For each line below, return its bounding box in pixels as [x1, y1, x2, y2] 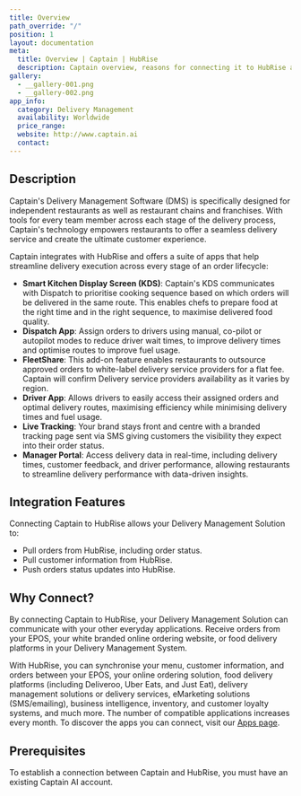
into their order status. [21, 440, 105, 450]
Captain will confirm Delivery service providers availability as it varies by [21, 373, 290, 384]
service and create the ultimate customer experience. [9, 233, 208, 244]
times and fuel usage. [21, 411, 103, 422]
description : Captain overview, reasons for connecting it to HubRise [17, 64, 287, 73]
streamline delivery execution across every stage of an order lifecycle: [9, 260, 269, 271]
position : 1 [9, 30, 54, 39]
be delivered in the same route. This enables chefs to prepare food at [21, 297, 279, 308]
